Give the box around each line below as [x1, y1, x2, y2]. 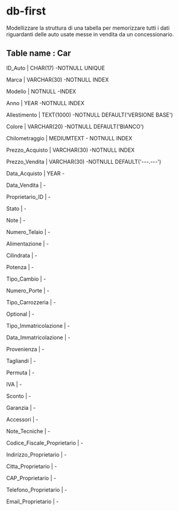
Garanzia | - [6, 404, 36, 411]
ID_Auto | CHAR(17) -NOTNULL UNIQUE [6, 64, 105, 71]
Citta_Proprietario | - [6, 463, 57, 470]
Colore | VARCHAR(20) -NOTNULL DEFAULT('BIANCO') [6, 123, 144, 130]
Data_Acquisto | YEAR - [6, 169, 65, 177]
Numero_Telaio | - [6, 228, 51, 235]
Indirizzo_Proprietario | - [6, 451, 67, 458]
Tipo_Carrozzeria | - [6, 298, 56, 306]
